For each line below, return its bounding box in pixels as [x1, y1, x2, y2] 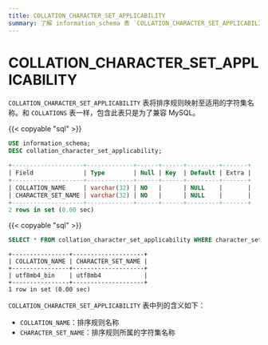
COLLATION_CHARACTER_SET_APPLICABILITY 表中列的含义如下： [8, 301, 206, 311]
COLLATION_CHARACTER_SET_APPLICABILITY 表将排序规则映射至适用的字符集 [8, 98, 247, 108]
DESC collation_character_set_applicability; [8, 147, 162, 155]
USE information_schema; [8, 139, 91, 148]
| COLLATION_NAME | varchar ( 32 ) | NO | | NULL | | [8, 183, 251, 192]
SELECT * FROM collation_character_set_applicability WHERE [8, 236, 213, 244]
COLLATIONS [30, 110, 68, 118]
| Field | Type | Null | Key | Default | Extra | [8, 169, 251, 177]
